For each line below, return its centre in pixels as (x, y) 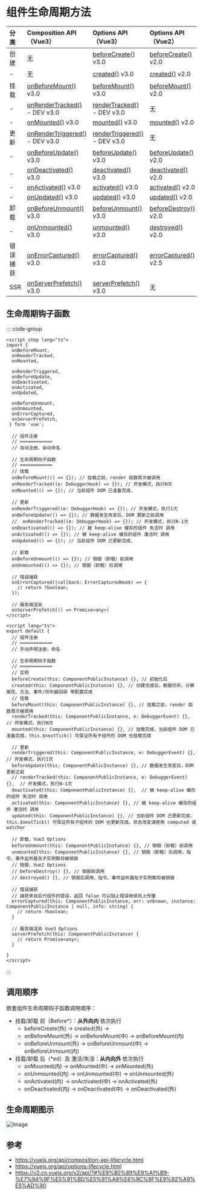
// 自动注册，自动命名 (36, 448)
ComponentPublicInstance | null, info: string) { (70, 906)
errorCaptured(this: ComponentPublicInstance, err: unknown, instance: (104, 901)
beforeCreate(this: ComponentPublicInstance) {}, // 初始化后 (90, 679)
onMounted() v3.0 (53, 122)
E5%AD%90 (31, 1186)
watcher (16, 827)
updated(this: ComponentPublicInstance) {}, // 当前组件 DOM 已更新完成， (103, 816)
